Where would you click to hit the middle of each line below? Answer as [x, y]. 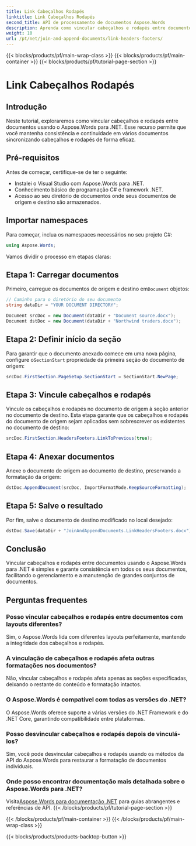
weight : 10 [19, 33]
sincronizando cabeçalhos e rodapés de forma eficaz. [71, 139]
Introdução [27, 107]
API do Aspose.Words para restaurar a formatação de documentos [86, 760]
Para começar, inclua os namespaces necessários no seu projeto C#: [89, 234]
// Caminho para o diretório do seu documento [64, 300]
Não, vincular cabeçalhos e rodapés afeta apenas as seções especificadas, [97, 678]
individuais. [20, 766]
